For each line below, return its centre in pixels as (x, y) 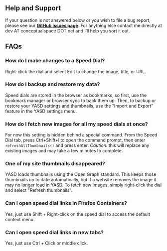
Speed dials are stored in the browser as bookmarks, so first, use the (76, 95)
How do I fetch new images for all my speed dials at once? (77, 124)
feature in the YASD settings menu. (41, 111)
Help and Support (33, 8)
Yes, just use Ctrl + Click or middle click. (47, 243)
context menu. (20, 219)
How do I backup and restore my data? (53, 84)
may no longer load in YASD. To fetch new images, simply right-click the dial (83, 185)
